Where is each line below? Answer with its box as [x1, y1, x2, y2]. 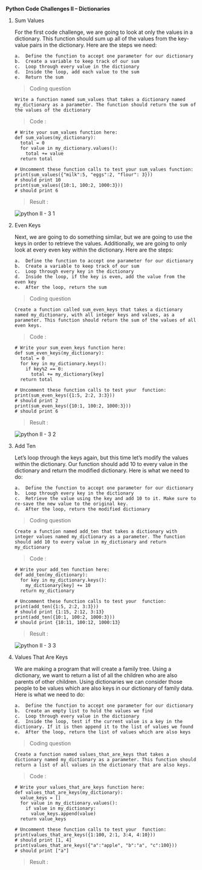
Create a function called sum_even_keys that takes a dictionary [14, 307, 183, 313]
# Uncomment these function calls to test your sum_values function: [14, 166, 194, 172]
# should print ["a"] [14, 848, 69, 854]
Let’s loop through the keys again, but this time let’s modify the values [14, 454, 189, 461]
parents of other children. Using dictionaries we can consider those [14, 678, 183, 685]
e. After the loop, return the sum [14, 284, 107, 290]
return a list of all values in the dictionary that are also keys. [14, 762, 191, 768]
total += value [25, 151, 64, 157]
